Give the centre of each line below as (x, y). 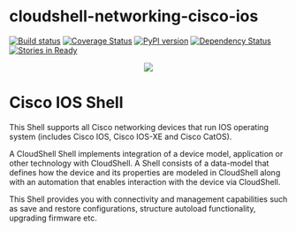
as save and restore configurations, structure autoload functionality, (133, 208)
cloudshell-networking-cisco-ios (134, 16)
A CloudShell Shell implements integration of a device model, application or (146, 153)
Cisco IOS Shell (66, 103)
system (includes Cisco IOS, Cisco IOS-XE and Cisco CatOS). (121, 136)
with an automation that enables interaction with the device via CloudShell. (145, 182)
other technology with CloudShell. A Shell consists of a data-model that (139, 163)
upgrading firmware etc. (53, 218)
